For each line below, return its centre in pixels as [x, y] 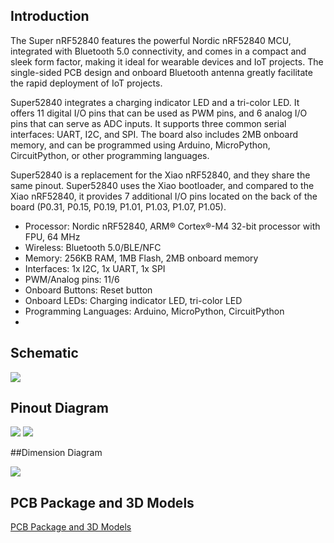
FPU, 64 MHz [52, 236]
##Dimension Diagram [56, 453]
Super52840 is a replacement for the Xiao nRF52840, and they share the [160, 175]
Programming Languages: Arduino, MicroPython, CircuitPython [154, 311]
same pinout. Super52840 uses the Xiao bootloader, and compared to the [162, 185]
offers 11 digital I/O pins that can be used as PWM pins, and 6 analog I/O [159, 113]
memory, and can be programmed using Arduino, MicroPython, [140, 145]
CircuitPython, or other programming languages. [110, 155]
